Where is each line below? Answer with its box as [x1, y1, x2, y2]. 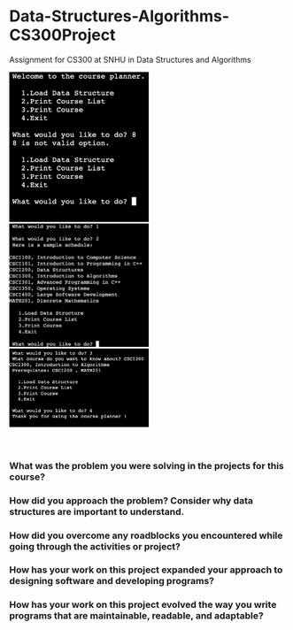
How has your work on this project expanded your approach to [9, 564, 283, 576]
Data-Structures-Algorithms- [9, 6, 230, 27]
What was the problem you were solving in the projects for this [9, 459, 285, 472]
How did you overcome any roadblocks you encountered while [9, 529, 283, 542]
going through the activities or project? [9, 540, 181, 552]
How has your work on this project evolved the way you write [9, 599, 277, 611]
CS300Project [9, 25, 116, 45]
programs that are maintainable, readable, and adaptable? [9, 610, 264, 622]
